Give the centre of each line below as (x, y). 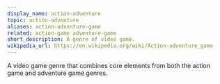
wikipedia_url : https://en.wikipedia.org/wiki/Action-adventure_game (110, 46)
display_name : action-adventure (54, 14)
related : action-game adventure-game (62, 33)
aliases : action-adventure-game (54, 26)
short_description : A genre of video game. (71, 40)
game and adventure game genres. (57, 73)
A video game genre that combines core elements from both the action (109, 66)
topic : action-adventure (43, 20)
